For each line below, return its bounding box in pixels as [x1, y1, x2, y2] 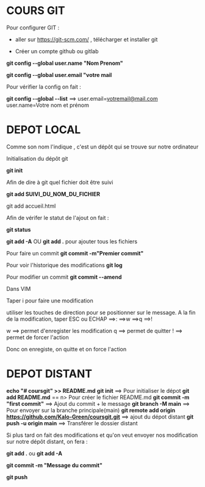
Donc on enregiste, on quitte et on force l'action [6, 345, 127, 353]
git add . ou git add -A [6, 450, 63, 457]
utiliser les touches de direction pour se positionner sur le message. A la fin [6, 309, 196, 316]
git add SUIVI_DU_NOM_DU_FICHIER [6, 190, 101, 197]
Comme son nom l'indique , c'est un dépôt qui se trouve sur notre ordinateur [6, 143, 199, 150]
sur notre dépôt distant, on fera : [6, 438, 88, 445]
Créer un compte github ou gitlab [15, 47, 99, 55]
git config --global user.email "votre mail [6, 71, 112, 78]
